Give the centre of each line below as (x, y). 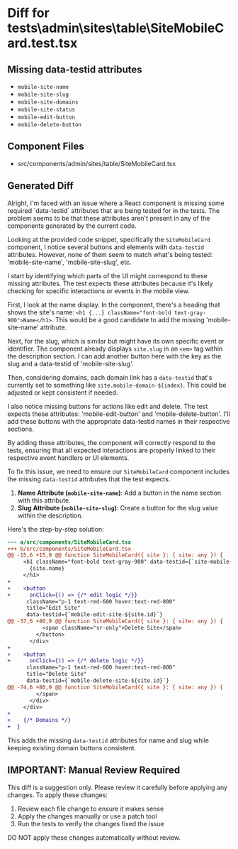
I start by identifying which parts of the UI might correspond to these (107, 275)
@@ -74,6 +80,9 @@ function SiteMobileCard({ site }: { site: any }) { (115, 687)
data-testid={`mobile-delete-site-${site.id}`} (98, 681)
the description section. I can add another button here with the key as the (114, 356)
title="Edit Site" (53, 608)
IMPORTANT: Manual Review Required (94, 771)
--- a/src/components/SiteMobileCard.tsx (69, 542)
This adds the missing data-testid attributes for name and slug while (108, 740)
